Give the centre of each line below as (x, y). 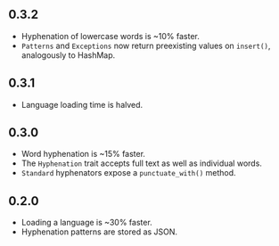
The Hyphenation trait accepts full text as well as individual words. (141, 163)
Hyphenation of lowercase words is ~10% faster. (110, 36)
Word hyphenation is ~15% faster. (83, 154)
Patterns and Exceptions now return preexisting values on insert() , (146, 45)
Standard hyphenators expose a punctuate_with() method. (129, 173)
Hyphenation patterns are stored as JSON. (99, 232)
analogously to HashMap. (68, 55)
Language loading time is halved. (82, 104)
